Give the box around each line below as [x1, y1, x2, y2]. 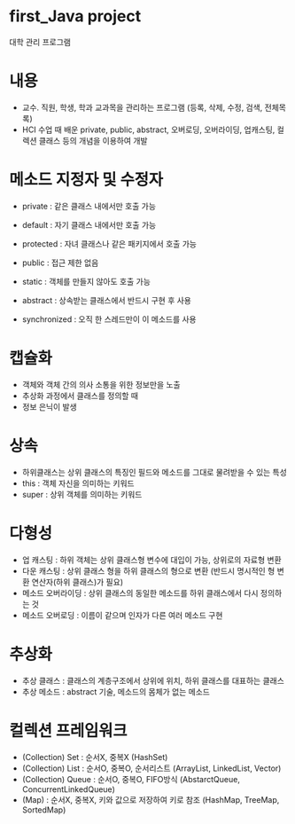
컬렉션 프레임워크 [9, 720, 128, 741]
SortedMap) [21, 804, 66, 815]
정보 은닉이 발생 [21, 401, 77, 412]
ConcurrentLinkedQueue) [21, 783, 115, 795]
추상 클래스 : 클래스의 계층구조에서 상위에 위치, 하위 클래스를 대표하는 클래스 [21, 675, 285, 686]
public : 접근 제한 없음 [21, 257, 99, 268]
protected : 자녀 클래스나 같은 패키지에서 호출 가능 [21, 238, 198, 249]
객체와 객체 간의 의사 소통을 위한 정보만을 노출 [21, 379, 181, 389]
